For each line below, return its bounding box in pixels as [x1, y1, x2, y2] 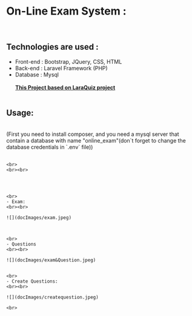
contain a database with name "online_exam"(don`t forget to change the [6, 136, 187, 144]
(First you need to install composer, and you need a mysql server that [6, 130, 180, 138]
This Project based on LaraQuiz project [15, 84, 116, 91]
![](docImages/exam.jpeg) [6, 214, 71, 221]
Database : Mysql [15, 71, 59, 78]
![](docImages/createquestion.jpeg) [6, 294, 99, 300]
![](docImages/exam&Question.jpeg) [6, 257, 96, 263]
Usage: [6, 108, 35, 118]
